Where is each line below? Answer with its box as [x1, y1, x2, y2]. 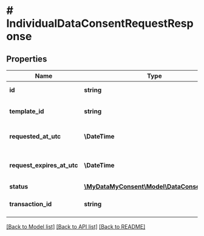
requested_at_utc [9, 132, 61, 141]
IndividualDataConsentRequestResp [6, 16, 194, 30]
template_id [9, 107, 44, 116]
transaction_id [9, 200, 52, 208]
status [9, 182, 29, 190]
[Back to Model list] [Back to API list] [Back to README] [6, 223, 146, 230]
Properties [6, 54, 47, 64]
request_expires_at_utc [9, 161, 78, 169]
